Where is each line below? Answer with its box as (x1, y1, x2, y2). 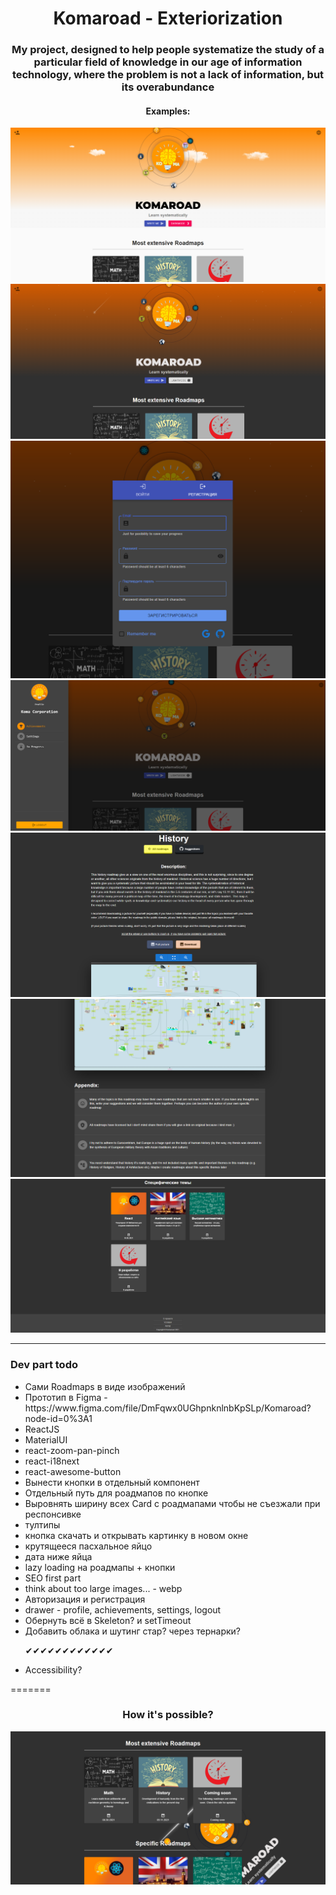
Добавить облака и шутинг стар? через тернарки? (24, 1625, 242, 1637)
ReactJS (24, 1423, 60, 1435)
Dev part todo (10, 1358, 78, 1372)
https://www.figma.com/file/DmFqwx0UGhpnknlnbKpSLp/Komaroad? (24, 1402, 312, 1414)
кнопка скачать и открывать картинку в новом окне (24, 1529, 249, 1541)
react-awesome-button (24, 1465, 122, 1477)
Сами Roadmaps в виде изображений (24, 1380, 186, 1392)
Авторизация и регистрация (24, 1593, 146, 1605)
